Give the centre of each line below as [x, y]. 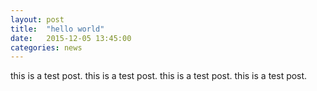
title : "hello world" [57, 29]
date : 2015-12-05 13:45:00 [71, 38]
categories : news [46, 47]
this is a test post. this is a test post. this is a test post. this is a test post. [159, 76]
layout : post [37, 19]
